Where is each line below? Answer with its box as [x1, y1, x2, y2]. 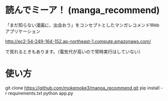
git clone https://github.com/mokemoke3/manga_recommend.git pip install [5, 84, 159, 90]
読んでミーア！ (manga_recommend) [5, 4, 160, 16]
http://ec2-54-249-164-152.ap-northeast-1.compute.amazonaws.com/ [5, 38, 151, 44]
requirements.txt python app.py [8, 90, 74, 96]
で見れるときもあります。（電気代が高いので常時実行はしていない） [5, 48, 143, 54]
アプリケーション [5, 28, 41, 34]
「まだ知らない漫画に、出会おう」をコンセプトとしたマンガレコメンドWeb [5, 22, 159, 28]
